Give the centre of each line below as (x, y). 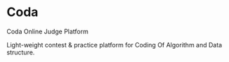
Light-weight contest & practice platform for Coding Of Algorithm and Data (115, 45)
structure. (21, 52)
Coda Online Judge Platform (47, 31)
